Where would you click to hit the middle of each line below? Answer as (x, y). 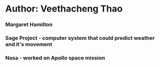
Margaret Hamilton (29, 25)
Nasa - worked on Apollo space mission (55, 57)
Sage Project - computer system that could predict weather (80, 38)
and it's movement (29, 44)
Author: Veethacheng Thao (64, 9)
